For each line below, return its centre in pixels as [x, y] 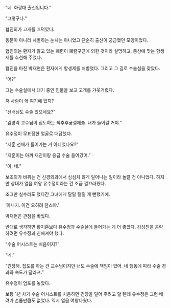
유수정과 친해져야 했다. [41, 233]
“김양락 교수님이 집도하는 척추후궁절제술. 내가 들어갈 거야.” [64, 123]
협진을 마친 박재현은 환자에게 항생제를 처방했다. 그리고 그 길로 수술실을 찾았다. [83, 68]
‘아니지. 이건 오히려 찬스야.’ [32, 205]
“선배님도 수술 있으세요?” [30, 112]
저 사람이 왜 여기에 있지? [30, 101]
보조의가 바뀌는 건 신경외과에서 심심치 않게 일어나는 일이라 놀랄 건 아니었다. [80, 177]
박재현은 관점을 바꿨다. [28, 216]
